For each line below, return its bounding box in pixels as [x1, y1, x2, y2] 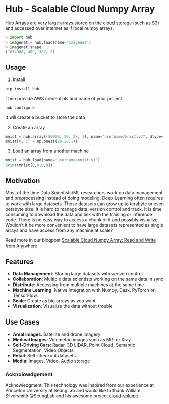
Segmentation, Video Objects [12, 347, 74, 353]
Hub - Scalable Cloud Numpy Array [5, 3, 155, 15]
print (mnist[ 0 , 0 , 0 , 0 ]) [5, 163, 53, 168]
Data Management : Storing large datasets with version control [12, 271, 143, 277]
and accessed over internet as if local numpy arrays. [5, 25, 115, 31]
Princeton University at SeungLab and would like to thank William [5, 388, 141, 394]
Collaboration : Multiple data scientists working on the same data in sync [12, 276, 164, 282]
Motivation [5, 176, 40, 185]
